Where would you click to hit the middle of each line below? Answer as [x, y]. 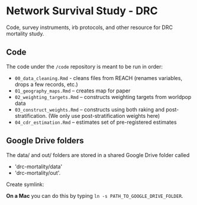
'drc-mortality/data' [38, 166]
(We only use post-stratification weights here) [104, 116]
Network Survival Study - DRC [82, 11]
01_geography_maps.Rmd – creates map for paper [72, 91]
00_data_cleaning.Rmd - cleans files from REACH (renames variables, [98, 78]
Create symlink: [25, 184]
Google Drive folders [45, 141]
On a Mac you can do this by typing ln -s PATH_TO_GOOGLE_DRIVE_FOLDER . [95, 196]
